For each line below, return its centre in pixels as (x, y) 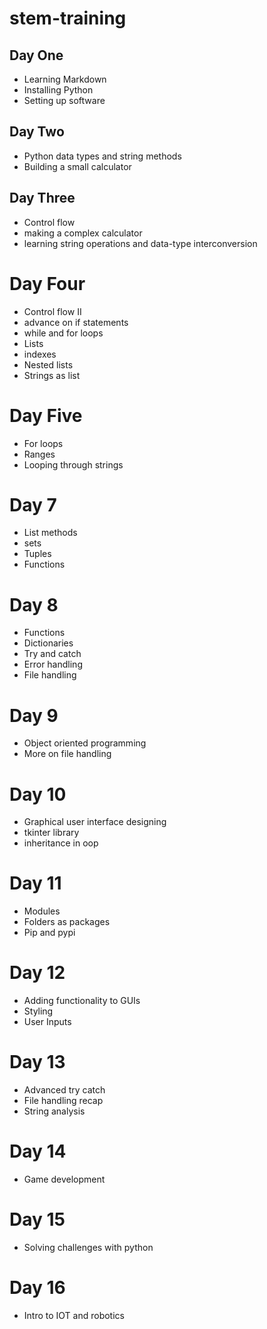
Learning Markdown (65, 79)
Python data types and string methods (102, 156)
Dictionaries (48, 643)
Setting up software (64, 100)
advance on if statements (76, 322)
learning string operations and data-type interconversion (140, 243)
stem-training (68, 18)
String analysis (54, 1111)
